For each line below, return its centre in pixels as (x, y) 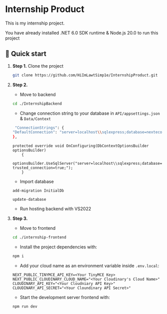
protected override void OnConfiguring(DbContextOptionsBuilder (81, 146)
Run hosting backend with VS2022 (55, 209)
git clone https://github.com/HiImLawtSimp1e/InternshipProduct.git (85, 75)
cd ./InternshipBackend (37, 104)
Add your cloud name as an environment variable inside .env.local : (89, 265)
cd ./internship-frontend (39, 237)
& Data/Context (35, 118)
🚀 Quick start (26, 54)
